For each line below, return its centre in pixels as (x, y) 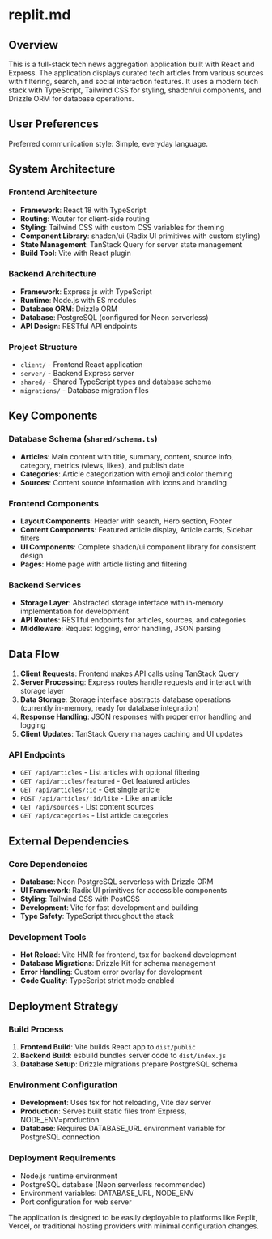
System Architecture (62, 169)
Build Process (36, 1029)
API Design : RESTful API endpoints (79, 326)
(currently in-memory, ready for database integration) (110, 708)
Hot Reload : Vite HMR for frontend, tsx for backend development (128, 955)
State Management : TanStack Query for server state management (131, 244)
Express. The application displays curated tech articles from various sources (136, 73)
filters (30, 538)
